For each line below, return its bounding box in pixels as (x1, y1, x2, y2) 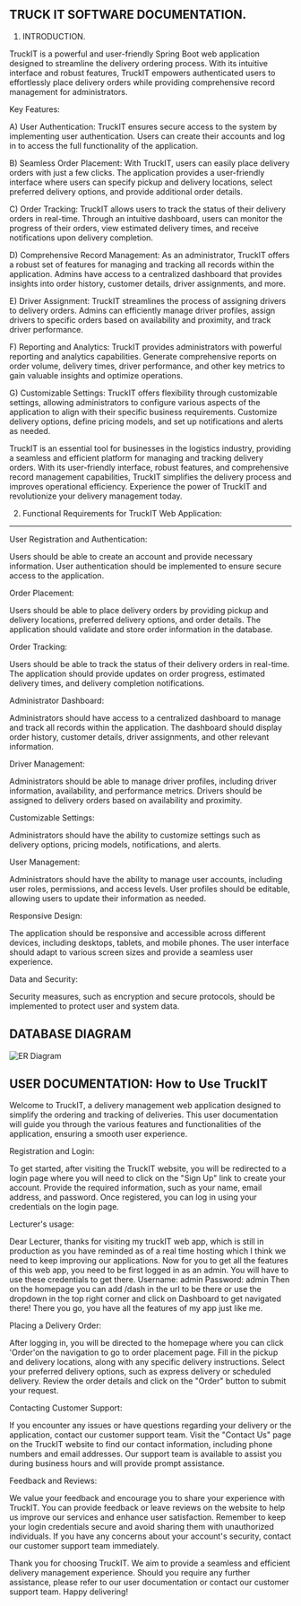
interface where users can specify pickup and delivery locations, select (9, 177, 273, 187)
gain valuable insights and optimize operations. (9, 369, 184, 380)
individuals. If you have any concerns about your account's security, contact (9, 1531, 292, 1541)
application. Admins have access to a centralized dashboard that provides (9, 268, 282, 279)
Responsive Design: (9, 910, 83, 921)
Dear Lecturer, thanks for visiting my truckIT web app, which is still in (9, 1237, 264, 1247)
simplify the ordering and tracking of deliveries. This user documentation (9, 1109, 279, 1120)
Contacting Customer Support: (9, 1402, 123, 1413)
